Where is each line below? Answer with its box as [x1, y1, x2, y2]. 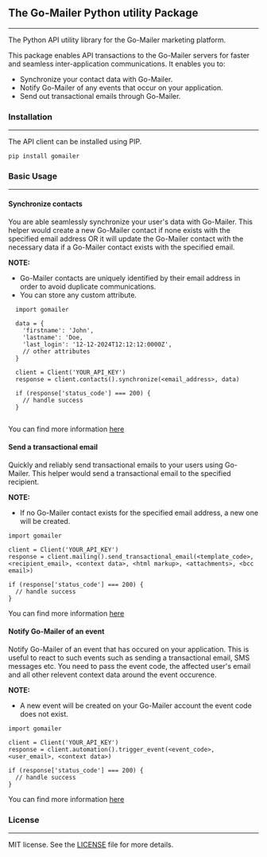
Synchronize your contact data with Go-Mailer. [19, 74, 173, 84]
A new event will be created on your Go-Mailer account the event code [19, 701, 252, 710]
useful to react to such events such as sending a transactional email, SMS [8, 653, 250, 662]
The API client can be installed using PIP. [8, 137, 142, 147]
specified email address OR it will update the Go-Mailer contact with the [8, 234, 244, 243]
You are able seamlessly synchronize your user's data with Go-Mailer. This [8, 217, 253, 226]
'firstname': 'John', [22, 326, 94, 334]
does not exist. [19, 710, 69, 719]
